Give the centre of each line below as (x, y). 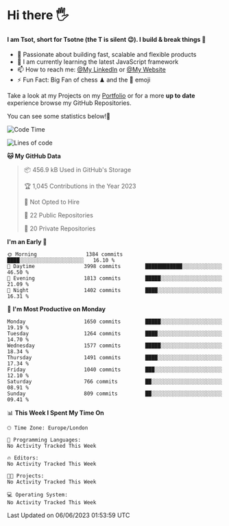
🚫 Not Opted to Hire (52, 202)
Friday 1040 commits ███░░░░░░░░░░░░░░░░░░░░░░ (115, 370)
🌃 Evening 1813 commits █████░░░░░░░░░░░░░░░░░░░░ (115, 278)
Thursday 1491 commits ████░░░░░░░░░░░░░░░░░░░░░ (115, 358)
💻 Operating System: (38, 495)
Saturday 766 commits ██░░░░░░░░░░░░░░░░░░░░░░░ (115, 382)
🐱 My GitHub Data (34, 156)
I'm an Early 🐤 (27, 242)
